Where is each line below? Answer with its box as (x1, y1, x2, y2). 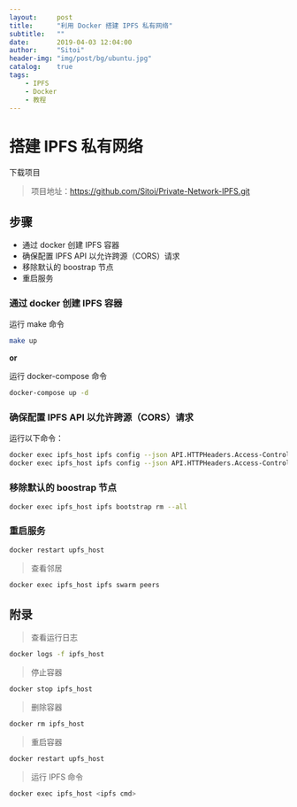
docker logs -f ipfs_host (9, 650, 104, 659)
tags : (9, 71, 29, 80)
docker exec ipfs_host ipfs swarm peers (9, 580, 161, 589)
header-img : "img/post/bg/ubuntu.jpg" (9, 54, 152, 63)
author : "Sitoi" (9, 46, 86, 55)
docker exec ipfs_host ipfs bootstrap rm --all (9, 502, 188, 511)
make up (9, 337, 38, 345)
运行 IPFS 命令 (30, 772, 84, 782)
